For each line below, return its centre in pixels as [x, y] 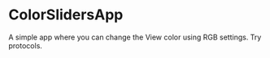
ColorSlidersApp [66, 15]
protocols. [26, 45]
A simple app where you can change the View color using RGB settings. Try [135, 37]
